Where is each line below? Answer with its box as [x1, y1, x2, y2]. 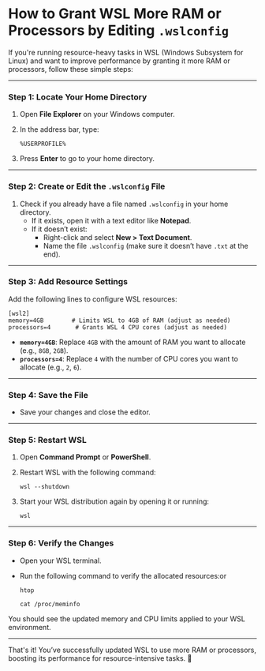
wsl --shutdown [19, 483, 70, 491]
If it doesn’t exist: [31, 224, 88, 234]
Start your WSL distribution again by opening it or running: [19, 497, 210, 506]
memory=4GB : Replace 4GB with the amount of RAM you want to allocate [19, 337, 246, 347]
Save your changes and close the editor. [19, 407, 151, 417]
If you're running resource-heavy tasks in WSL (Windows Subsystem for [8, 47, 244, 57]
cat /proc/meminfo [19, 600, 80, 608]
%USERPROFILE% [19, 140, 66, 148]
